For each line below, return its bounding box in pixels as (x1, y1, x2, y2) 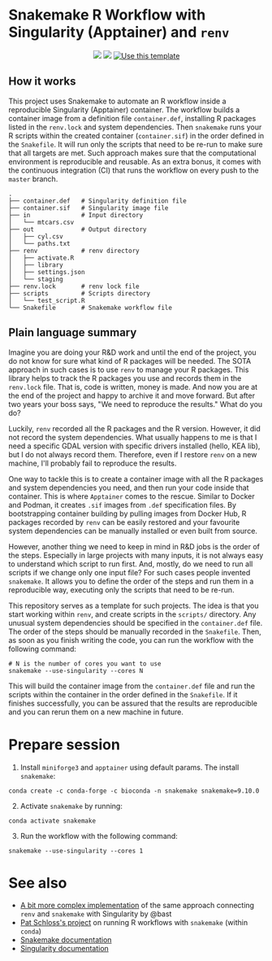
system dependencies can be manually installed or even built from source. (8, 526, 258, 535)
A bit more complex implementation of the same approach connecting (19, 901, 254, 911)
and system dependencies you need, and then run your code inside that (8, 483, 249, 492)
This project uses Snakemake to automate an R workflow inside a (8, 96, 227, 106)
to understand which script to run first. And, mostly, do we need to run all (8, 559, 253, 569)
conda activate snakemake (8, 816, 96, 825)
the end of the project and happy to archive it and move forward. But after (8, 391, 256, 400)
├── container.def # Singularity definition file (8, 197, 187, 205)
